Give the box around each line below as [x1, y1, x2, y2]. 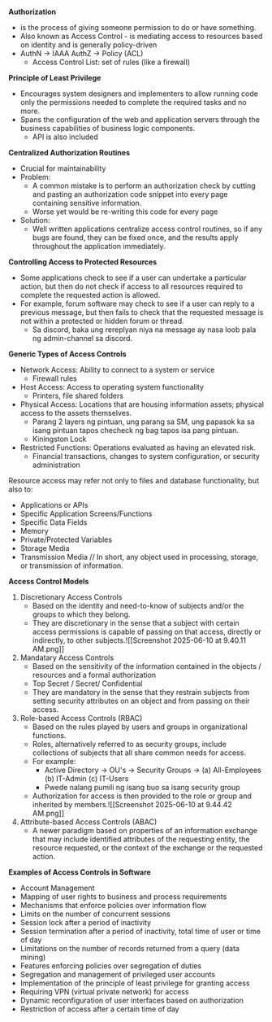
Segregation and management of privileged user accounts [19, 970, 216, 979]
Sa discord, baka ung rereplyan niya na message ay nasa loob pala [32, 325, 257, 334]
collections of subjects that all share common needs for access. [32, 748, 246, 758]
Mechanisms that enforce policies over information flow [19, 901, 207, 910]
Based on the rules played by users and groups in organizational [32, 722, 248, 732]
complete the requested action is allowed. [19, 290, 161, 299]
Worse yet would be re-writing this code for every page [32, 207, 218, 216]
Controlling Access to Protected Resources [8, 257, 158, 267]
